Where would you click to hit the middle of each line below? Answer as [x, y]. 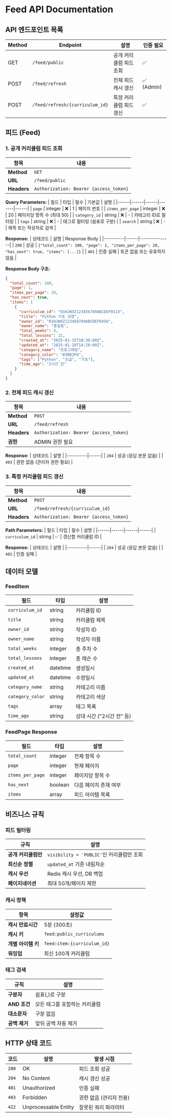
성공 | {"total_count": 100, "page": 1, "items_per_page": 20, [93, 245]
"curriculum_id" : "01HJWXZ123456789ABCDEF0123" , [72, 312]
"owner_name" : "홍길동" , [44, 326]
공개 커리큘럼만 [25, 855]
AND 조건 [19, 1004]
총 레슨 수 [87, 659]
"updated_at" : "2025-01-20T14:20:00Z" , [61, 345]
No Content [36, 1078]
